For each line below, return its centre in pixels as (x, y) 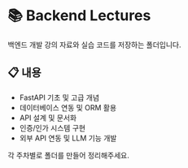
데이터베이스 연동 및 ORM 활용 (68, 107)
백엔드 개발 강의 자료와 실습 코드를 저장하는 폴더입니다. (94, 45)
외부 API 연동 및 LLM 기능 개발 (68, 138)
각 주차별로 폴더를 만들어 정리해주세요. (68, 155)
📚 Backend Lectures (79, 16)
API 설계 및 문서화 (48, 118)
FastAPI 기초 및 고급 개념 (59, 97)
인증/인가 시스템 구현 (52, 127)
